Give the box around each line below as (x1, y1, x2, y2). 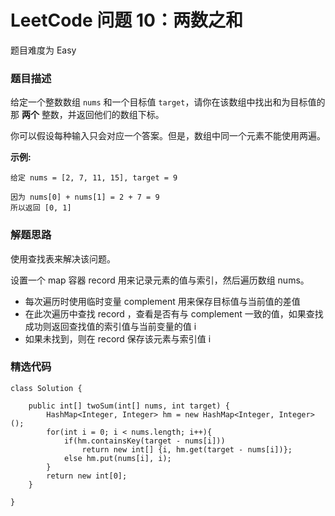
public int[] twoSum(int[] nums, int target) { (28, 401, 230, 411)
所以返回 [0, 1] (10, 203, 72, 213)
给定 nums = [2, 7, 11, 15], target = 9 (10, 173, 178, 183)
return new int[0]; (46, 471, 128, 481)
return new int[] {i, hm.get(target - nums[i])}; (81, 444, 293, 455)
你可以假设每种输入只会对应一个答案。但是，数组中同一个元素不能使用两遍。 (10, 130, 326, 142)
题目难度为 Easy (10, 44, 77, 56)
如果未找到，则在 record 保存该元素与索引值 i (24, 332, 212, 345)
